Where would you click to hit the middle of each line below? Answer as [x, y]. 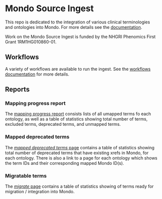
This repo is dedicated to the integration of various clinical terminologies [78, 22]
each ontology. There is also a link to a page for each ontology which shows [81, 158]
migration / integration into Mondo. [40, 192]
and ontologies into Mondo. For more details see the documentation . [74, 27]
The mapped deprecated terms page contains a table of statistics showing [80, 147]
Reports [18, 90]
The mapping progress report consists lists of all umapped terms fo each [78, 114]
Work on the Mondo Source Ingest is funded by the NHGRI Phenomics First [80, 37]
